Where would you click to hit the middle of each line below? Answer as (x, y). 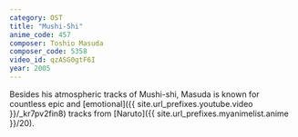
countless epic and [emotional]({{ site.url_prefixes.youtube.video (131, 103)
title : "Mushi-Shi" (46, 26)
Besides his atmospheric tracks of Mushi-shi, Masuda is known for (134, 94)
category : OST (36, 18)
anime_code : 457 (40, 34)
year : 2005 (30, 69)
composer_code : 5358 (49, 52)
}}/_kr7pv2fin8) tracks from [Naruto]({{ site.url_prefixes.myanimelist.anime (149, 113)
